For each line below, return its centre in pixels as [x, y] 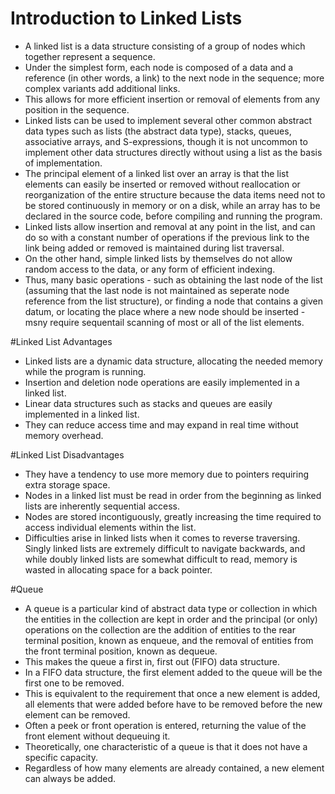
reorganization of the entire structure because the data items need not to [175, 194]
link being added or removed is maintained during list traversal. [154, 248]
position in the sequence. [77, 109]
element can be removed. [77, 714]
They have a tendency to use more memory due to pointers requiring [167, 474]
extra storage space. [67, 484]
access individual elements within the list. [110, 527]
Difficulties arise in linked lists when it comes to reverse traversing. [162, 538]
